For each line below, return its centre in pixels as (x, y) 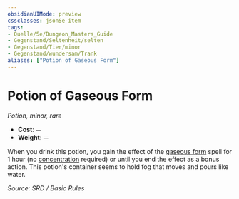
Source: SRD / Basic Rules (46, 188)
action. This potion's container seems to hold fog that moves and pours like (118, 167)
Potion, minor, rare (35, 116)
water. (17, 174)
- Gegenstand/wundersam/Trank (52, 54)
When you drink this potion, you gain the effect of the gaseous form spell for (120, 151)
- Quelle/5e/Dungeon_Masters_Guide (60, 34)
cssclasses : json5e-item (44, 21)
